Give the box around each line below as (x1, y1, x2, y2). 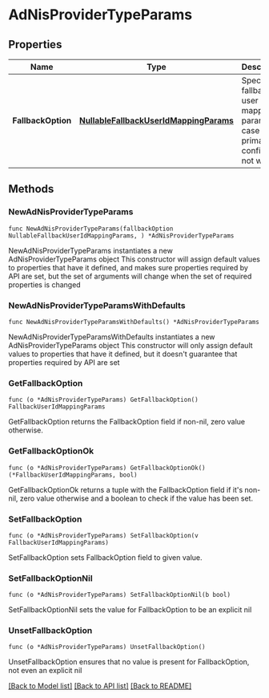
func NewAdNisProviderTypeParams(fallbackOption (8, 225, 174, 233)
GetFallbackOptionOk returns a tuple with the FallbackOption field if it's (8, 485, 243, 494)
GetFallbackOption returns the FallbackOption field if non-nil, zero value (8, 417, 246, 427)
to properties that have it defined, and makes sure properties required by (8, 262, 248, 272)
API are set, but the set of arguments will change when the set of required (8, 271, 252, 281)
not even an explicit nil (8, 666, 82, 676)
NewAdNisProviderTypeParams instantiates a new (8, 246, 174, 255)
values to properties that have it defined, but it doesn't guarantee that (8, 349, 238, 359)
